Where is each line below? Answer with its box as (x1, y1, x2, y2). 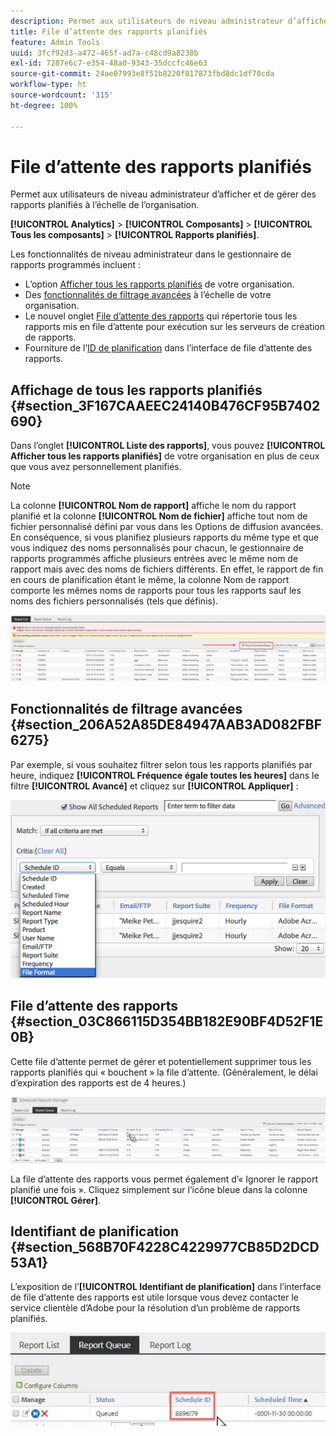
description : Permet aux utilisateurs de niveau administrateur (10, 16, 284, 26)
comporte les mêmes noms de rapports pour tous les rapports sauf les (10, 585, 302, 597)
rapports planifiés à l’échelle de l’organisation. (10, 199, 200, 211)
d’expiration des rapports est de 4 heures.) (10, 1076, 187, 1089)
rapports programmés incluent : (10, 259, 141, 271)
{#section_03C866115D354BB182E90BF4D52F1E (10, 1013, 324, 1030)
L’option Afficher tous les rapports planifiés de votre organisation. (24, 278, 295, 290)
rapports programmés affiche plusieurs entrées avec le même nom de (10, 553, 299, 565)
